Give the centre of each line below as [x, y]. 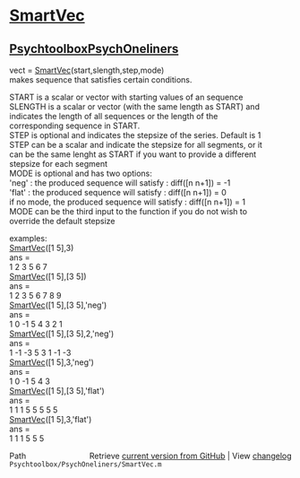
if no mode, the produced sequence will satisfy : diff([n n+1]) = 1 [128, 202]
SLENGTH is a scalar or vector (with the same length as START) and [134, 107]
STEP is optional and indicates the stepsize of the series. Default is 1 [135, 135]
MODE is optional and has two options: [81, 173]
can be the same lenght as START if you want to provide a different [133, 154]
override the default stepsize [62, 221]
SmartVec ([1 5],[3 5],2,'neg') [62, 334]
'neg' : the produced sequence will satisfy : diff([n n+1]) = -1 [120, 183]
